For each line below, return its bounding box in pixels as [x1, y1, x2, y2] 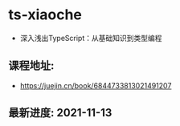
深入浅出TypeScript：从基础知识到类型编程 [19, 33, 162, 43]
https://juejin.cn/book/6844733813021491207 [19, 80, 172, 90]
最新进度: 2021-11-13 [8, 106, 112, 120]
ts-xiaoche [8, 6, 83, 24]
